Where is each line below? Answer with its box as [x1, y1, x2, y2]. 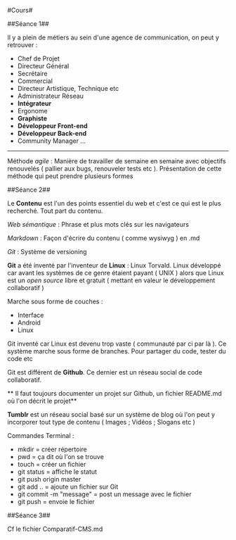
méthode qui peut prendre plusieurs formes [7, 172, 133, 180]
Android [17, 318, 41, 327]
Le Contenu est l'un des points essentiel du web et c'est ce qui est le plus [7, 199, 221, 207]
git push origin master [17, 475, 81, 483]
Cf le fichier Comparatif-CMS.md [7, 525, 103, 533]
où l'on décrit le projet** [7, 397, 77, 405]
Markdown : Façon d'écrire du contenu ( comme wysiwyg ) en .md [7, 234, 200, 242]
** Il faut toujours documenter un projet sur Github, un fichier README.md [7, 389, 223, 397]
